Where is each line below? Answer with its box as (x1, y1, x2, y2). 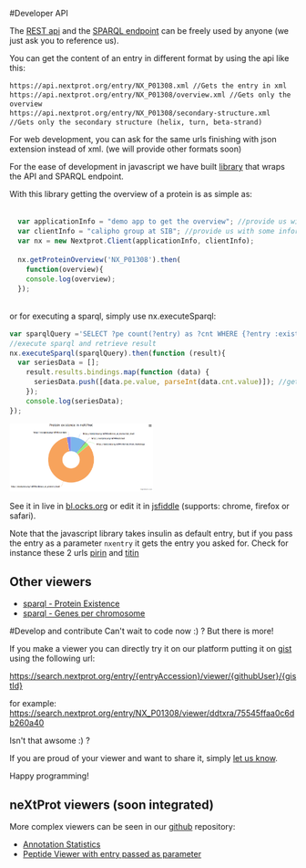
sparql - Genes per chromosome (22, 608, 146, 619)
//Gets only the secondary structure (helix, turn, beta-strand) (9, 118, 262, 127)
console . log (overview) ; (25, 275, 117, 284)
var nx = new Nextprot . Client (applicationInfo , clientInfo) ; (17, 236, 255, 246)
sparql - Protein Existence (22, 598, 120, 610)
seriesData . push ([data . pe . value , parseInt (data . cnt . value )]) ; (33, 378, 275, 387)
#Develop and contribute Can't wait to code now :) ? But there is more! (9, 625, 274, 637)
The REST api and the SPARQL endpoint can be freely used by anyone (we (9, 26, 290, 36)
